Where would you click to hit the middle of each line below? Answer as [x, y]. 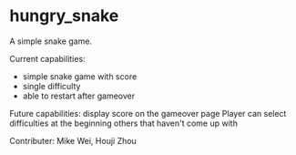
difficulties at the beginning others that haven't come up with [124, 123]
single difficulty [51, 86]
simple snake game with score [80, 76]
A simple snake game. [51, 41]
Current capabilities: [47, 58]
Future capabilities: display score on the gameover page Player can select [148, 113]
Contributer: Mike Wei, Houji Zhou [73, 140]
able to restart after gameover [79, 96]
